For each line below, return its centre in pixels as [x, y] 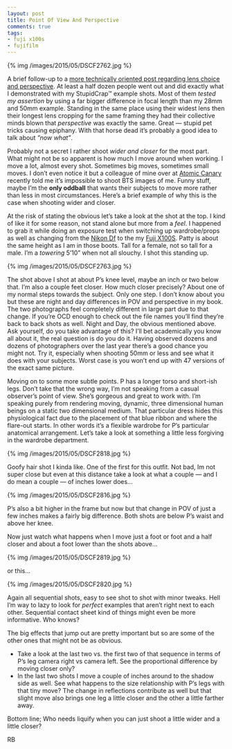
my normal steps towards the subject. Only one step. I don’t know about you [116, 294]
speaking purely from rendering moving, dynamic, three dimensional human [115, 403]
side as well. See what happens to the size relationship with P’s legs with [121, 683]
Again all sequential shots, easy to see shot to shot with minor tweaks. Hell [114, 597]
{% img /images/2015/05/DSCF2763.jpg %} [70, 266]
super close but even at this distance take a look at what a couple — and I [113, 474]
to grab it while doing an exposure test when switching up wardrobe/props [114, 231]
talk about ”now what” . [40, 138]
